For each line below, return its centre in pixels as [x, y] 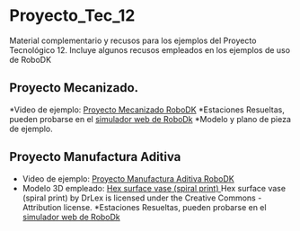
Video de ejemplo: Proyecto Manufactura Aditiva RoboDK [128, 178]
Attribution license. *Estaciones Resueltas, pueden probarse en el [144, 207]
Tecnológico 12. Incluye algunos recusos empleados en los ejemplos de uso [150, 49]
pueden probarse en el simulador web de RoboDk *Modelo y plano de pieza [150, 119]
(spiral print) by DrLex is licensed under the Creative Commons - [142, 198]
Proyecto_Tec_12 [72, 16]
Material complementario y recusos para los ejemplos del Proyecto [133, 40]
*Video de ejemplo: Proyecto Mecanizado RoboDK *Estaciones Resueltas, [147, 110]
